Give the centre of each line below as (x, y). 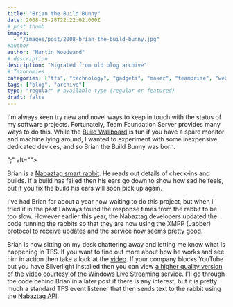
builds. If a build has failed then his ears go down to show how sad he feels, (115, 181)
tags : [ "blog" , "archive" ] (46, 85)
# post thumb (26, 26)
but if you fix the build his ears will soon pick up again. (85, 188)
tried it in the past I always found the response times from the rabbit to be (112, 209)
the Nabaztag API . (33, 296)
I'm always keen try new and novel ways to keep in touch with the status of (114, 117)
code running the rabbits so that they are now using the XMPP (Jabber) (109, 223)
